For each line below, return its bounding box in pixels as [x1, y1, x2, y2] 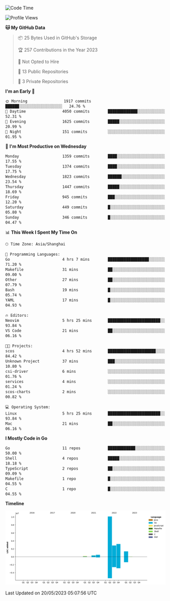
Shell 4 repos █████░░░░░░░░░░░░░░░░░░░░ [5, 456, 165, 461]
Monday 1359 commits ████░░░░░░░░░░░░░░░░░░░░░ [5, 154, 165, 159]
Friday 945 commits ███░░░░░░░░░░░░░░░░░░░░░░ [5, 195, 165, 200]
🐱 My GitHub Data [5, 24, 46, 31]
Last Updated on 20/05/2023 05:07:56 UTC [5, 590, 97, 596]
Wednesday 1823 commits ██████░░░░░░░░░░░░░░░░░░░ [5, 174, 165, 179]
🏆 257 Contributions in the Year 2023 [17, 47, 98, 53]
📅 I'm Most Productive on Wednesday [5, 143, 87, 149]
